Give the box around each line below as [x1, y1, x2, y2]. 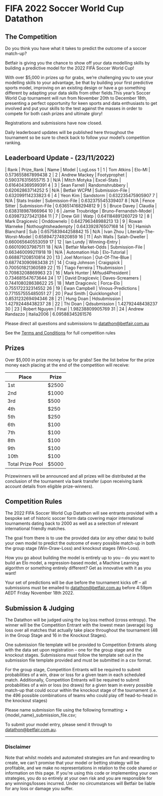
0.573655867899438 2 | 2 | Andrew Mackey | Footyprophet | [5, 172, 128, 178]
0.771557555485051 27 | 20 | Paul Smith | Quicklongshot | [5, 290, 121, 296]
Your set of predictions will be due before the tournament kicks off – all [5, 580, 147, 585]
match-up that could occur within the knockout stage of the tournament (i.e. [5, 687, 157, 693]
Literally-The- [128, 229, 155, 234]
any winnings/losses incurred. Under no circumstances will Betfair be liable [5, 780, 155, 786]
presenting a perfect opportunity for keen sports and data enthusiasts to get [5, 100, 158, 106]
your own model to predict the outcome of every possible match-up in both [5, 540, 156, 546]
